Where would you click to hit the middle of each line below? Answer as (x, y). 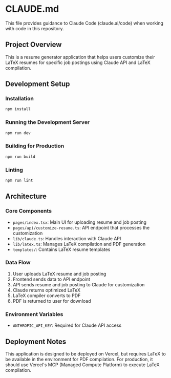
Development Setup (38, 84)
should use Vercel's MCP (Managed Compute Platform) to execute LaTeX (82, 365)
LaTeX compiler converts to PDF (47, 296)
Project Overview (34, 45)
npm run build (20, 157)
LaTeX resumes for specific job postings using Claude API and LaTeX (78, 62)
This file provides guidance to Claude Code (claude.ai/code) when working (84, 23)
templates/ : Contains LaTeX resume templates (61, 249)
